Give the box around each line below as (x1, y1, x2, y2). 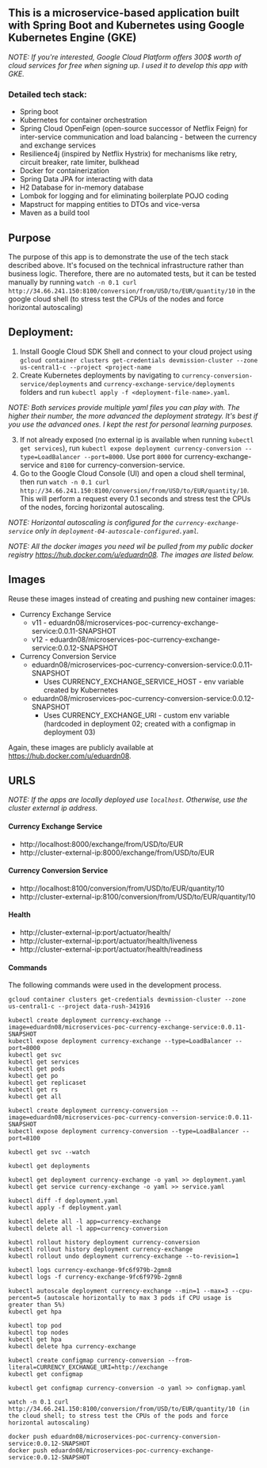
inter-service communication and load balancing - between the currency (19, 132, 257, 142)
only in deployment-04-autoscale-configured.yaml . (35, 526, 200, 535)
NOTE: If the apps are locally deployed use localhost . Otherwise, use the (8, 795, 248, 804)
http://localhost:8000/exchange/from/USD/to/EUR (19, 839, 184, 849)
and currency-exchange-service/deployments (89, 378, 235, 388)
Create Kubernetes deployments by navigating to (19, 370, 181, 380)
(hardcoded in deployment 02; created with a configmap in (43, 719, 236, 728)
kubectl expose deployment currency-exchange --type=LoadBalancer (8, 1037, 232, 1045)
